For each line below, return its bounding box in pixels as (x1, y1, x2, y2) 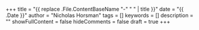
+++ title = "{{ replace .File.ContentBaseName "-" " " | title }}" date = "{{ (5, 6, 184, 12)
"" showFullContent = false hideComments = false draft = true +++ (5, 18, 171, 25)
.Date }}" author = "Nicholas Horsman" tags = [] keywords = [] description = (5, 12, 194, 19)
